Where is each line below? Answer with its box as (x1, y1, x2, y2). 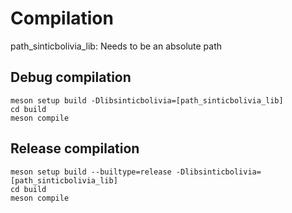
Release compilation (10, 140, 140, 157)
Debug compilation (10, 69, 132, 86)
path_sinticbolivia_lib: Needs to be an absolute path (10, 40, 223, 52)
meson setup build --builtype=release (10, 167, 172, 177)
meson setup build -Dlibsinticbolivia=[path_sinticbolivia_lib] (10, 95, 284, 106)
